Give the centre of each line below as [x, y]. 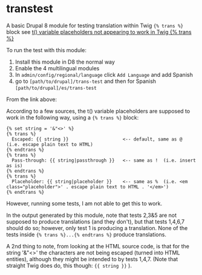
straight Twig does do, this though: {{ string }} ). [69, 265]
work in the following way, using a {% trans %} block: [73, 118]
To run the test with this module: [46, 50]
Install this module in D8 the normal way [65, 62]
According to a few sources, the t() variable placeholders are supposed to [98, 111]
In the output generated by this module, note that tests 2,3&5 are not [92, 215]
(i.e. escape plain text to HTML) [50, 144]
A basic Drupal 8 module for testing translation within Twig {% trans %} [95, 25]
